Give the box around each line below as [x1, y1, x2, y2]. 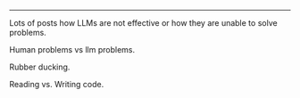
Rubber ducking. [9, 61, 71, 72]
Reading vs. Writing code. [9, 79, 104, 89]
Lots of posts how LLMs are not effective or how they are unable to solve [9, 18, 279, 28]
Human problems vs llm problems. [9, 45, 136, 54]
